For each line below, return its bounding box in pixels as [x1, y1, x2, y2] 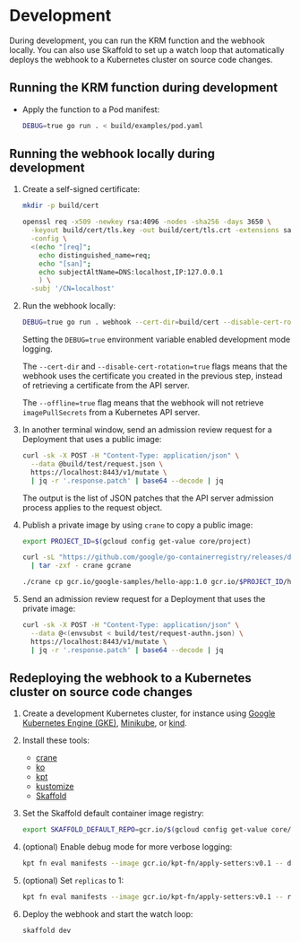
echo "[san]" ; [39, 259, 91, 268]
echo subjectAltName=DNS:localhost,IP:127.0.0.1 [39, 267, 224, 276]
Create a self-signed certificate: [21, 184, 141, 195]
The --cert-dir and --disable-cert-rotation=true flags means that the [21, 361, 288, 372]
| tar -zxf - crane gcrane [30, 562, 132, 571]
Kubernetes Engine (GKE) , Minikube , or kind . [21, 718, 188, 728]
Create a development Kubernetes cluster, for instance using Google [21, 708, 276, 719]
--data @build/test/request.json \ [30, 459, 164, 468]
